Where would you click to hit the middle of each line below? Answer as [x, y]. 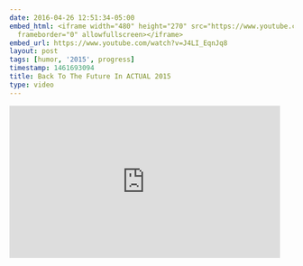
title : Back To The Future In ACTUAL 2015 [90, 77]
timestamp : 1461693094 [52, 69]
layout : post [34, 51]
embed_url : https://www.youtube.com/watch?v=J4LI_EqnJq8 [119, 43]
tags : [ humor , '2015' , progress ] [72, 60]
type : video [32, 85]
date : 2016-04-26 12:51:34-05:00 [72, 18]
